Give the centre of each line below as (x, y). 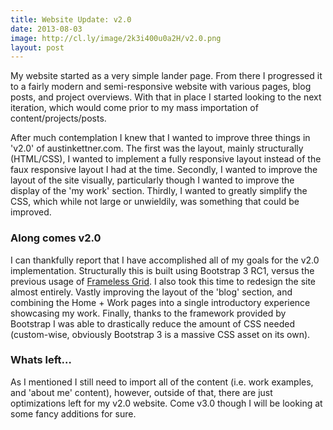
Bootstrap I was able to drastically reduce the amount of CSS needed (152, 323)
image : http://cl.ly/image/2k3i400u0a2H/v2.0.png (116, 38)
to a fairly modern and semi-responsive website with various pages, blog (161, 87)
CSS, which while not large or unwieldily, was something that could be (155, 202)
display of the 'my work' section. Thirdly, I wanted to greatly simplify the (159, 191)
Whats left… (41, 360)
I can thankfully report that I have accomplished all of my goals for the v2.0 (165, 260)
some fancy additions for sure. (73, 413)
